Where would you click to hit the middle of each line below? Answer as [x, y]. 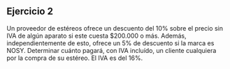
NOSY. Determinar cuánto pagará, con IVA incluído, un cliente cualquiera [112, 50]
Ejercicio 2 [30, 11]
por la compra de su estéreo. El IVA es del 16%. [75, 58]
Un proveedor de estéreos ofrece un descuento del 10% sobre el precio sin [115, 28]
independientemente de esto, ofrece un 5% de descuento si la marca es [110, 43]
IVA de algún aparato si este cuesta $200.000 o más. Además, [96, 36]
